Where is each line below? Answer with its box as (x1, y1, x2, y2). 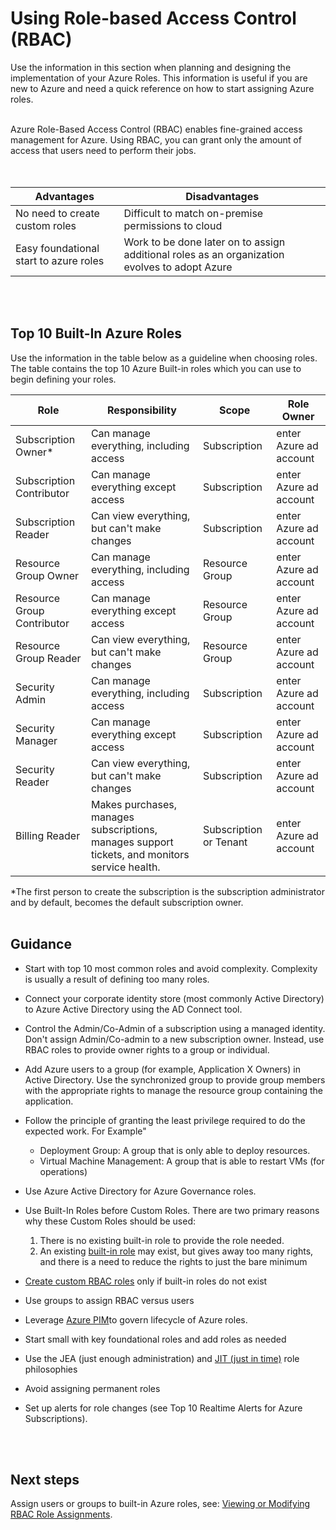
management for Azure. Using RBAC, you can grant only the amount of (10, 133, 302, 146)
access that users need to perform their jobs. (10, 144, 197, 156)
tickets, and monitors (90, 847, 190, 861)
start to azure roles (15, 253, 105, 267)
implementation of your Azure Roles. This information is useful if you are (10, 72, 308, 84)
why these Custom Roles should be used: (24, 1215, 197, 1227)
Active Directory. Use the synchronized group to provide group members (24, 1073, 326, 1086)
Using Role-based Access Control (10, 7, 297, 30)
